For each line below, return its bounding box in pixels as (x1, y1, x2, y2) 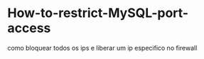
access (7, 20, 51, 36)
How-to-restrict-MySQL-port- (7, 5, 189, 21)
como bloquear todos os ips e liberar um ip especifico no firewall (7, 43, 198, 52)
